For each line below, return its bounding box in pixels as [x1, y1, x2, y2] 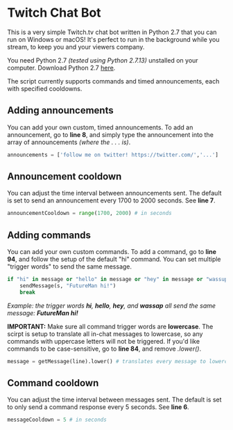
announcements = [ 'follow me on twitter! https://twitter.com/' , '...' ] [7, 151, 218, 158]
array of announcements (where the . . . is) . [7, 138, 131, 146]
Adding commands [7, 229, 92, 241]
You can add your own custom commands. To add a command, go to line [7, 248, 217, 256]
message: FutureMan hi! [7, 308, 78, 317]
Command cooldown [7, 377, 99, 389]
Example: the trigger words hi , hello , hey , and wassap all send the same [7, 301, 216, 310]
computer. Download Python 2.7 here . [7, 63, 116, 72]
